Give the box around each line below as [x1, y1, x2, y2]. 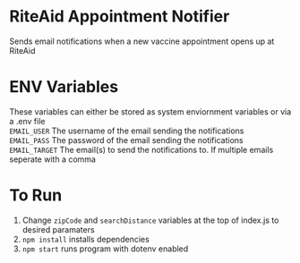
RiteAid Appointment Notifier [9, 6, 230, 27]
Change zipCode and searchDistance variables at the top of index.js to [21, 215, 279, 225]
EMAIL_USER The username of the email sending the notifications [9, 125, 244, 136]
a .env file [9, 115, 46, 126]
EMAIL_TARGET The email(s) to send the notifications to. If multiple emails [9, 144, 274, 155]
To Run [9, 185, 63, 206]
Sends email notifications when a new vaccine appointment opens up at [9, 36, 275, 47]
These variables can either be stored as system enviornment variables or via [9, 106, 292, 117]
